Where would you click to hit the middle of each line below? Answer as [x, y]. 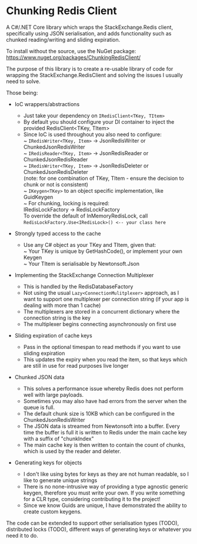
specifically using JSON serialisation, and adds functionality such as [89, 33]
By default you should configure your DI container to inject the [99, 121]
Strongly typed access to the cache [58, 233]
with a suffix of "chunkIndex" [59, 439]
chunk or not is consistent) [56, 184]
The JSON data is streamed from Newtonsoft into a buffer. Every [102, 426]
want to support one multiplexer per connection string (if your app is [106, 299]
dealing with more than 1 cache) [62, 305]
